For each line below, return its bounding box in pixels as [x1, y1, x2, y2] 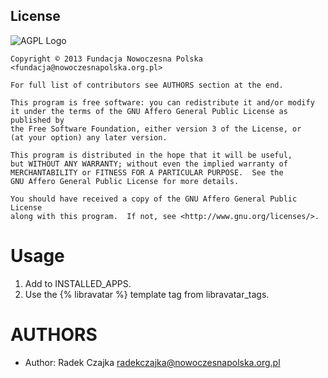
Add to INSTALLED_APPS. [24, 277, 132, 289]
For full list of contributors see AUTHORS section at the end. [10, 80, 284, 90]
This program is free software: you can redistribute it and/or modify [10, 97, 315, 108]
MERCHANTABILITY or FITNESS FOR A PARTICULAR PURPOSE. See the [10, 167, 284, 178]
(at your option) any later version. [10, 132, 168, 143]
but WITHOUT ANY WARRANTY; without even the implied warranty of [10, 159, 288, 169]
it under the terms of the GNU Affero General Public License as [10, 106, 288, 116]
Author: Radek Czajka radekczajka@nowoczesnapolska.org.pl [24, 356, 281, 368]
